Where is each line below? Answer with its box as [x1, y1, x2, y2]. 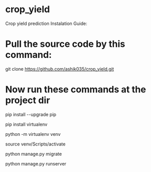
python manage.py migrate [5, 151, 62, 157]
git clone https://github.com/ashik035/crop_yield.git [5, 66, 114, 72]
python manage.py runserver [5, 160, 66, 166]
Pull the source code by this [5, 38, 125, 50]
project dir [5, 95, 50, 106]
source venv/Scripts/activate [5, 141, 66, 147]
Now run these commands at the [5, 84, 146, 95]
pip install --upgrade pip [5, 111, 57, 118]
